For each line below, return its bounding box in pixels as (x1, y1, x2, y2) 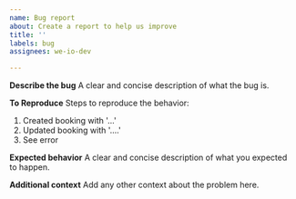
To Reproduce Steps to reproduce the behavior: (9, 97, 189, 109)
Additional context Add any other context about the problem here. (9, 179, 260, 191)
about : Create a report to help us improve (9, 22, 178, 31)
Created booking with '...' (22, 115, 117, 126)
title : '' (9, 30, 47, 39)
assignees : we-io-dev (9, 47, 92, 56)
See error (22, 134, 59, 145)
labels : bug (9, 38, 55, 48)
